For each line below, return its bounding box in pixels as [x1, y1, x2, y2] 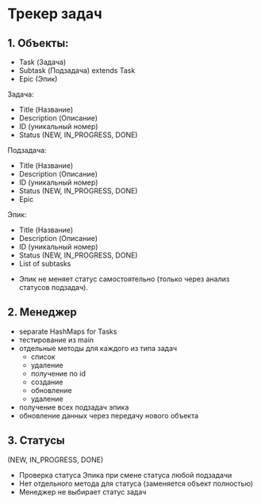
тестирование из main [18, 334, 94, 345]
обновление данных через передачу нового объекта [18, 410, 199, 420]
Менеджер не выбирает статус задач [18, 487, 147, 496]
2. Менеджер [7, 306, 77, 319]
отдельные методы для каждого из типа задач [18, 343, 178, 353]
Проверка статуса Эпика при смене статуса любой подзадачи [18, 470, 232, 479]
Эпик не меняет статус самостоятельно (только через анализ [18, 274, 230, 284]
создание [30, 377, 64, 387]
